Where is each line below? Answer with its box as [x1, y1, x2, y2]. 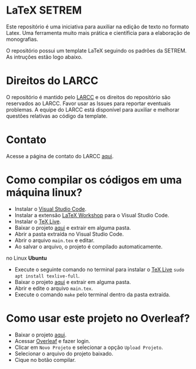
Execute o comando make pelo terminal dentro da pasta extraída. [14, 290, 171, 298]
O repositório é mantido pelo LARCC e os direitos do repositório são [6, 93, 171, 100]
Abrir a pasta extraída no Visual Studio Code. [14, 230, 124, 237]
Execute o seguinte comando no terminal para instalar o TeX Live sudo [14, 266, 184, 273]
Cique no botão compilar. [14, 356, 77, 363]
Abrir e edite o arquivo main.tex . [14, 285, 93, 292]
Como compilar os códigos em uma [6, 174, 182, 187]
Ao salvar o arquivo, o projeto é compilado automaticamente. [14, 243, 163, 250]
